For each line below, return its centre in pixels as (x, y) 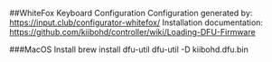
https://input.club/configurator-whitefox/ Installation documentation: (136, 22)
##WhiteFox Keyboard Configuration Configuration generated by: (131, 13)
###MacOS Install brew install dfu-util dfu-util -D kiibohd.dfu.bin (129, 49)
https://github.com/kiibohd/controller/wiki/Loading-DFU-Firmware (132, 32)
